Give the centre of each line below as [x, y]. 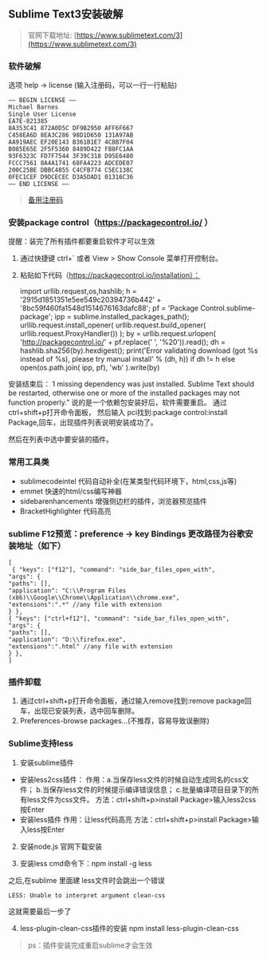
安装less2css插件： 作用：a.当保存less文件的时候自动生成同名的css [131, 779]
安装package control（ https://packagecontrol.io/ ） [110, 223]
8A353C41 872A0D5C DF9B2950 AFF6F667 [71, 129]
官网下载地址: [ [52, 35]
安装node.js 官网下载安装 [61, 846]
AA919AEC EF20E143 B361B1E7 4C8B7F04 [71, 142]
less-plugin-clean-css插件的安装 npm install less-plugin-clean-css [129, 928]
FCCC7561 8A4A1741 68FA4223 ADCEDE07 [71, 163]
